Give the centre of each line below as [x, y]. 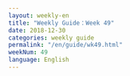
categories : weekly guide [51, 38]
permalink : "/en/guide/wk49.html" [66, 45]
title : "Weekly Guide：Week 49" [61, 23]
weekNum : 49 [28, 52]
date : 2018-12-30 [37, 30]
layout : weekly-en [39, 15]
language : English [39, 60]
